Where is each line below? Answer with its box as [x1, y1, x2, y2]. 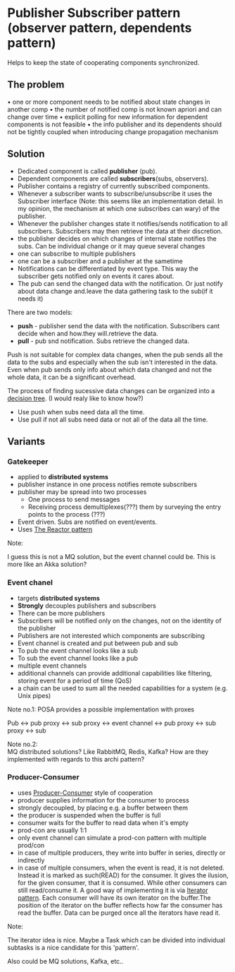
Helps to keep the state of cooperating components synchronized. [7, 58, 200, 66]
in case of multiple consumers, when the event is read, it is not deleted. [17, 863, 225, 872]
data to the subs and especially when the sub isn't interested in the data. [7, 358, 218, 366]
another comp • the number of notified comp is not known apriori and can [7, 104, 222, 114]
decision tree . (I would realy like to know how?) [7, 394, 144, 402]
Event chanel [7, 577, 53, 587]
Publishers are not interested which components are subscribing [17, 631, 205, 640]
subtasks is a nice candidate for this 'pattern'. [7, 943, 139, 952]
